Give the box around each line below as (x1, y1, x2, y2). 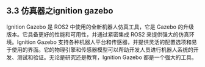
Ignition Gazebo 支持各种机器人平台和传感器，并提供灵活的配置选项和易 (16, 38, 197, 46)
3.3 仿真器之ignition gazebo (6, 5, 113, 16)
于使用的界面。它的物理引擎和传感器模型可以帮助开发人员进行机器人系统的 (6, 46, 193, 53)
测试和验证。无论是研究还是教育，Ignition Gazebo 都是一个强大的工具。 (16, 54, 197, 61)
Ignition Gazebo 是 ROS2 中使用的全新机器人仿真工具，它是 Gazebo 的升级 (6, 23, 194, 30)
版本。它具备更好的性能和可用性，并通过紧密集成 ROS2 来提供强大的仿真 (6, 30, 190, 38)
